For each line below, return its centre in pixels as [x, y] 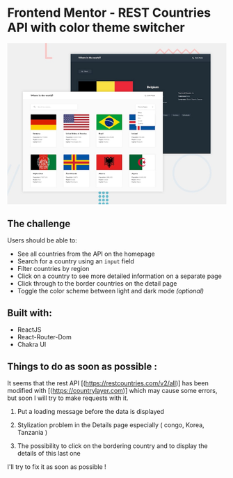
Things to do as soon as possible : [82, 366]
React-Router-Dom [44, 337]
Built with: [30, 313]
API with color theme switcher [96, 28]
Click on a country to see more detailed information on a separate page [120, 276]
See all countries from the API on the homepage [86, 254]
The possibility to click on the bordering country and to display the [112, 446]
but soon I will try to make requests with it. [68, 398]
